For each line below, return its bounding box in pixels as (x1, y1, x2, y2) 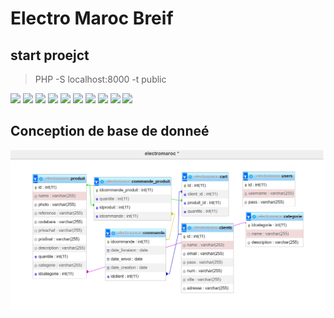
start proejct (10, 47, 90, 64)
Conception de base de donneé (10, 123, 210, 140)
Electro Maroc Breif (10, 7, 174, 30)
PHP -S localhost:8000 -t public (34, 73, 167, 85)
